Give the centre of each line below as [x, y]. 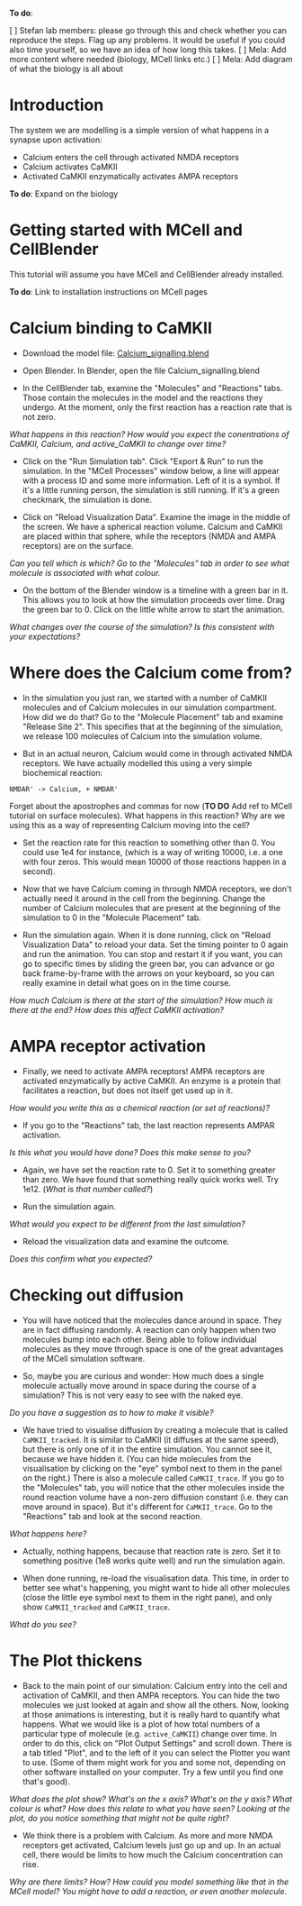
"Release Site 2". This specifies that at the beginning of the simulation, [152, 726]
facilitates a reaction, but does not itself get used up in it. [128, 1090]
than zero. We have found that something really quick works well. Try [150, 1179]
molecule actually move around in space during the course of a [139, 1385]
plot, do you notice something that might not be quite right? [119, 1818]
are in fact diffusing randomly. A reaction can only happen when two [149, 1329]
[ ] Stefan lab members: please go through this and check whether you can [148, 30]
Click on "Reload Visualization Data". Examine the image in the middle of [156, 516]
